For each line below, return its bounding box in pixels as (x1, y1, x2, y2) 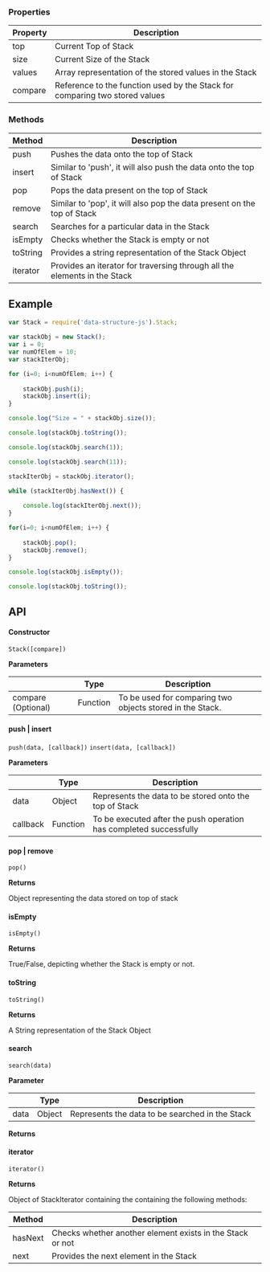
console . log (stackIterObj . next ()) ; (22, 501, 142, 510)
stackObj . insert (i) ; (22, 392, 92, 400)
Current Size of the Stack (55, 54, 150, 65)
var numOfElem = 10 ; (8, 348, 78, 356)
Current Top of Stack (55, 41, 134, 52)
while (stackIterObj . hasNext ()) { (8, 487, 125, 495)
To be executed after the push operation (92, 813, 244, 824)
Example (8, 297, 53, 311)
